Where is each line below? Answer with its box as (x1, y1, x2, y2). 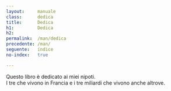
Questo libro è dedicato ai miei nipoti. (6, 73, 96, 80)
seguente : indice (6, 47, 54, 52)
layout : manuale (6, 8, 57, 15)
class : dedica (6, 14, 54, 20)
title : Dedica (6, 19, 54, 25)
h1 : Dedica (6, 24, 54, 31)
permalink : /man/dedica (6, 36, 67, 41)
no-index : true (6, 52, 48, 58)
